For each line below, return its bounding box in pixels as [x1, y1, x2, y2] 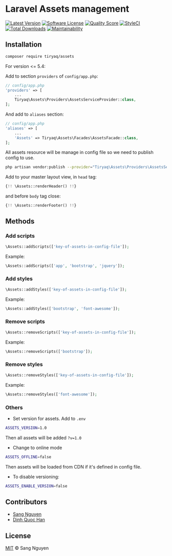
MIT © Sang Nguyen [5, 545, 49, 551]
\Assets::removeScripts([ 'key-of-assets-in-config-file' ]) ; [5, 329, 137, 335]
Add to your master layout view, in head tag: [5, 174, 97, 180]
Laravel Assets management [5, 3, 130, 15]
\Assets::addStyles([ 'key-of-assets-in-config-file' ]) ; [5, 287, 127, 292]
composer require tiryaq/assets [5, 54, 74, 59]
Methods [5, 217, 35, 226]
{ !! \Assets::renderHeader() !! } [5, 184, 77, 189]
